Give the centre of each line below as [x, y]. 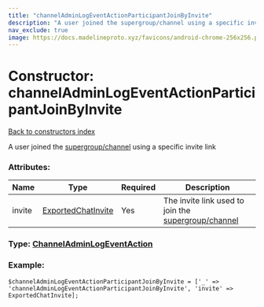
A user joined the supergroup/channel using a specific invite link [112, 147]
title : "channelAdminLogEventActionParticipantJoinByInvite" [110, 15]
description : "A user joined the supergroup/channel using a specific [126, 23]
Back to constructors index [52, 131]
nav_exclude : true [38, 30]
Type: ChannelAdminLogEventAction [81, 244]
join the [177, 211]
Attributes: [29, 168]
